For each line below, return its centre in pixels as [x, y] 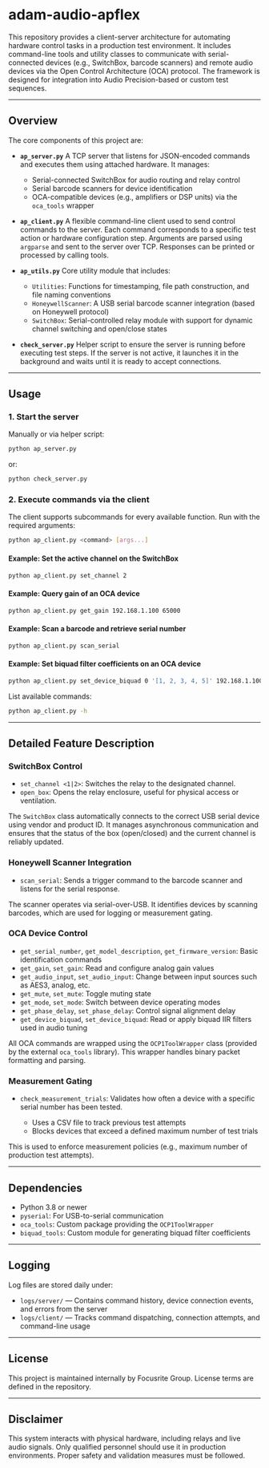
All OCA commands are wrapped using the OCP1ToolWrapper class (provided [133, 1043]
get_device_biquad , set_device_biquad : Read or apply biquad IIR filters [136, 1019]
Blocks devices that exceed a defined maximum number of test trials [145, 1131]
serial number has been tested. [71, 1107]
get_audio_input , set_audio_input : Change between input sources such [139, 976]
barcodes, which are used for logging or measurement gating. [110, 913]
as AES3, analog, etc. [55, 985]
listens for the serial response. [70, 889]
